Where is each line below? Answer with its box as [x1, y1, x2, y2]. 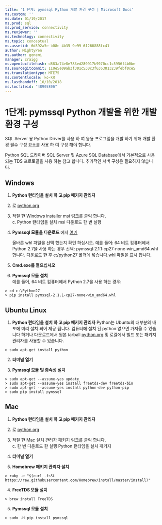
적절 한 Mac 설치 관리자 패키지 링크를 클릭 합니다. [12, 437, 106, 443]
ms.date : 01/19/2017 [5, 16, 47, 21]
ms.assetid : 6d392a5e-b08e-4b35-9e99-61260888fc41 [5, 43, 110, 48]
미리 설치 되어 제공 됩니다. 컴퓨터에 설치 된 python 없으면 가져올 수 [21, 326, 147, 332]
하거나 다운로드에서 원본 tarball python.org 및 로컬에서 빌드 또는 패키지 [21, 332, 157, 337]
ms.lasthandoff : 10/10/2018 [5, 79, 62, 84]
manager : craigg [5, 57, 38, 62]
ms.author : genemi [5, 52, 42, 57]
